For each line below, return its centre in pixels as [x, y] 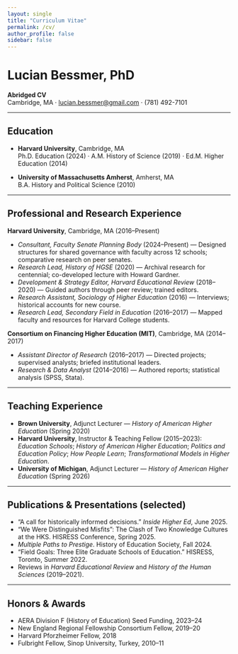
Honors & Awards [47, 603]
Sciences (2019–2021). [51, 575]
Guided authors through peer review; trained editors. [122, 289]
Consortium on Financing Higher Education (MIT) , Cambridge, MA [106, 333]
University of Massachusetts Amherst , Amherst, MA [96, 177]
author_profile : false [41, 34]
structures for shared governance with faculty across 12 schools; [112, 252]
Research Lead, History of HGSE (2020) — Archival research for [111, 267]
